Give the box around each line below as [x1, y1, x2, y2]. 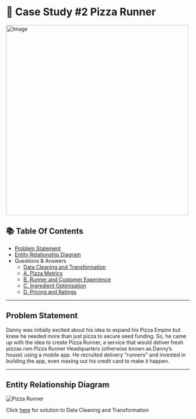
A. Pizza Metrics [23, 269, 63, 277]
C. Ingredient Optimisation [23, 282, 86, 289]
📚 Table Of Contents [6, 226, 83, 236]
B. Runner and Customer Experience [23, 276, 111, 283]
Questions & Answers [14, 257, 66, 264]
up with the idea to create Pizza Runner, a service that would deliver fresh [6, 339, 184, 346]
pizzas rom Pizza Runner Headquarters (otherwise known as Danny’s [6, 345, 172, 352]
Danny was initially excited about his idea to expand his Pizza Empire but [6, 326, 181, 333]
